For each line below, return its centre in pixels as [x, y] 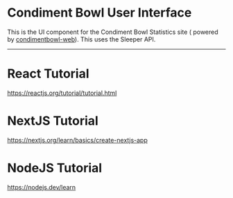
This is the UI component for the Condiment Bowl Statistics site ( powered [113, 32]
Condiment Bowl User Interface [100, 13]
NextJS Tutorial [53, 121]
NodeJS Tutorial [55, 168]
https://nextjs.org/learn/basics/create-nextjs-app [77, 140]
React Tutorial [48, 74]
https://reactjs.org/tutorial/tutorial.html [62, 93]
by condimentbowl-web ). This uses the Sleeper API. [81, 39]
